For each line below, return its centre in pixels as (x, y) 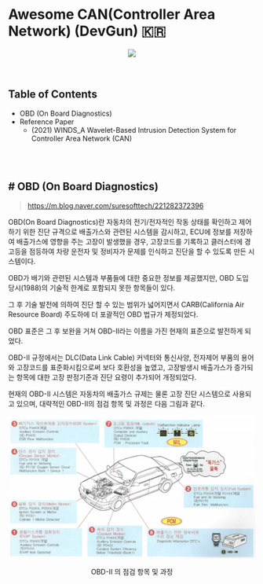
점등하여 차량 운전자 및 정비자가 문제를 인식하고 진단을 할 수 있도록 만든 (138, 251)
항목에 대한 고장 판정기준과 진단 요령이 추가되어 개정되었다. (106, 377)
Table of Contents (53, 95)
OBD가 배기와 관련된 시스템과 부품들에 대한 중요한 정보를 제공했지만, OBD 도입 (128, 277)
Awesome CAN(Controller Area (112, 15)
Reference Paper (47, 121)
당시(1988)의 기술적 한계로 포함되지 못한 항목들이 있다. (92, 288)
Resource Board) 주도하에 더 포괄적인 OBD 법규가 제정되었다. (103, 314)
